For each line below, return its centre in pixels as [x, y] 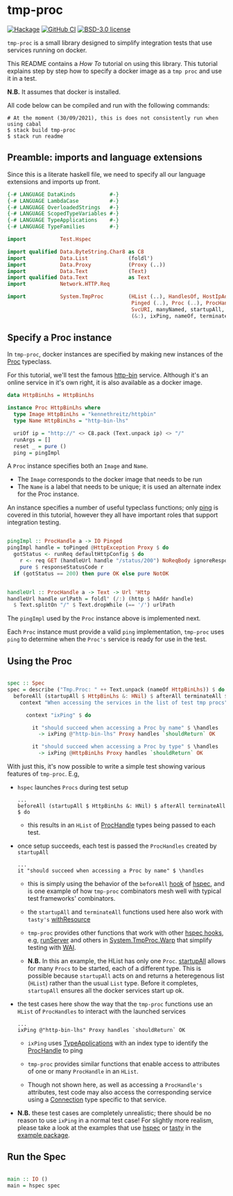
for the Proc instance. [48, 494]
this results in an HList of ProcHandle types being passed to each [122, 825]
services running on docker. [47, 50]
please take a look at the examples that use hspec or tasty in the [109, 1128]
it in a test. [22, 78]
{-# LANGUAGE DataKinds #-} [63, 194]
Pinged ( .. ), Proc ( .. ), [167, 303]
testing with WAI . [52, 948]
